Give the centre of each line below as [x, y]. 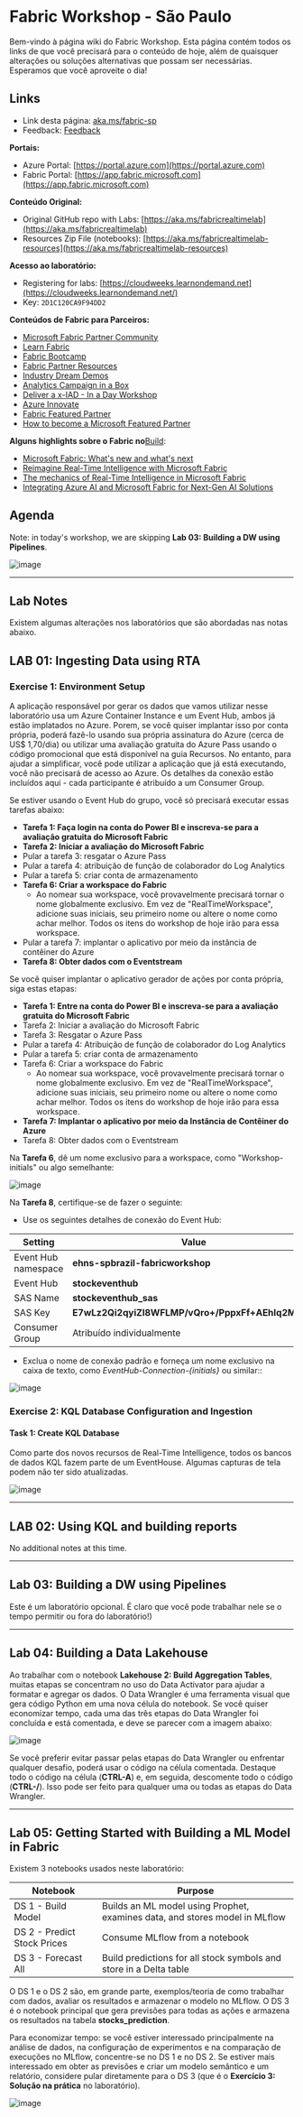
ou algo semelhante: [77, 1168]
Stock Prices [41, 1944]
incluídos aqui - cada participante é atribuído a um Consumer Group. [137, 783]
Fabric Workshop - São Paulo [120, 17]
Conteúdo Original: [46, 201]
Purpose [196, 1891]
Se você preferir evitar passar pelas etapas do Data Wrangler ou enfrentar [147, 1758]
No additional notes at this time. [69, 1548]
